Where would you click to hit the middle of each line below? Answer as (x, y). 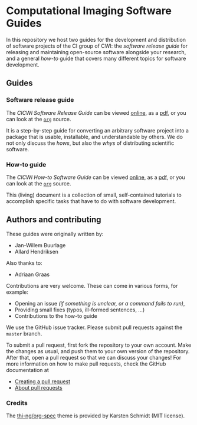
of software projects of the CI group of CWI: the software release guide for (97, 46)
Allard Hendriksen (37, 251)
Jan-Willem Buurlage (40, 245)
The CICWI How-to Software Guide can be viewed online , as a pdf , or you (96, 177)
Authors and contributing (54, 220)
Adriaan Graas (32, 274)
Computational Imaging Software (89, 11)
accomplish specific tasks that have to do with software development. (91, 201)
